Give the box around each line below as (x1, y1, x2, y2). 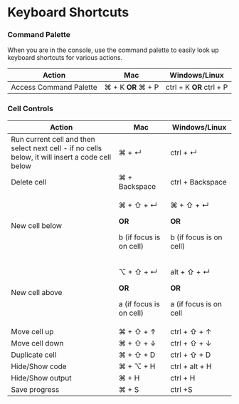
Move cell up (11, 326, 54, 336)
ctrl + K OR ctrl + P (166, 83, 228, 93)
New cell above (11, 287, 63, 297)
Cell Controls (7, 104, 53, 114)
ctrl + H (170, 373, 196, 383)
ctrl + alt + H (170, 361, 212, 371)
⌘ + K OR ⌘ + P (104, 83, 159, 93)
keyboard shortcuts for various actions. (7, 53, 123, 62)
